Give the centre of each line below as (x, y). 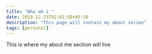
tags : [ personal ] (28, 28)
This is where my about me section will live (58, 45)
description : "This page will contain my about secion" (76, 22)
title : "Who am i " (30, 11)
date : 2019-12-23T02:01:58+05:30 (47, 17)
